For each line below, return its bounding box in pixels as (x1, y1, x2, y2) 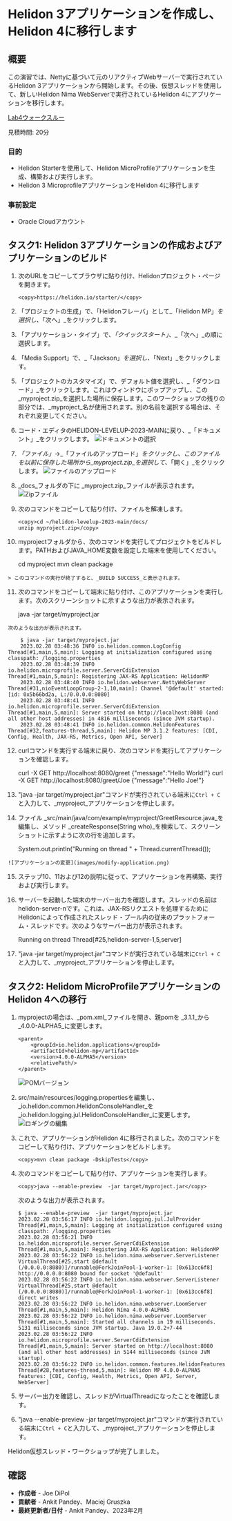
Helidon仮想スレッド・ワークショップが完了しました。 (8, 1447, 163, 1455)
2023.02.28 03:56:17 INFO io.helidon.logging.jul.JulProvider (17, 1216, 201, 1223)
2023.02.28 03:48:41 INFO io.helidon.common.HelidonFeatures (20, 721, 200, 728)
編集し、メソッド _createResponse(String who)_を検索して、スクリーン (17, 822, 221, 831)
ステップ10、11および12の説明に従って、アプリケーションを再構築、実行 (17, 873, 223, 881)
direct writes (17, 1295, 59, 1301)
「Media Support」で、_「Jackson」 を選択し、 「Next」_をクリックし (17, 353, 215, 362)
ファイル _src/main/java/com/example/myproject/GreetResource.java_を (17, 814, 224, 822)
